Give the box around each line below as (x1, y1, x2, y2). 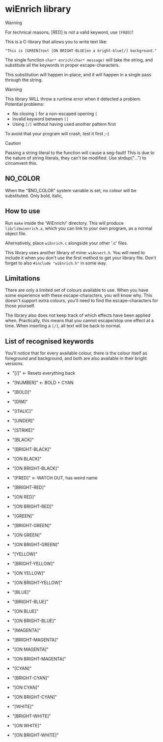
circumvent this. (5, 160, 38, 166)
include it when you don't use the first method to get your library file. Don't (5, 255, 156, 261)
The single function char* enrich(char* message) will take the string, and (5, 57, 153, 62)
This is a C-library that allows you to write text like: (5, 38, 108, 45)
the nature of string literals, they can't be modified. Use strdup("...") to (5, 155, 146, 161)
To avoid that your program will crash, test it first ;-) (5, 130, 109, 136)
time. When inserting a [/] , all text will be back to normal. (5, 323, 121, 329)
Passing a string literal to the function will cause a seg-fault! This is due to (5, 149, 155, 155)
